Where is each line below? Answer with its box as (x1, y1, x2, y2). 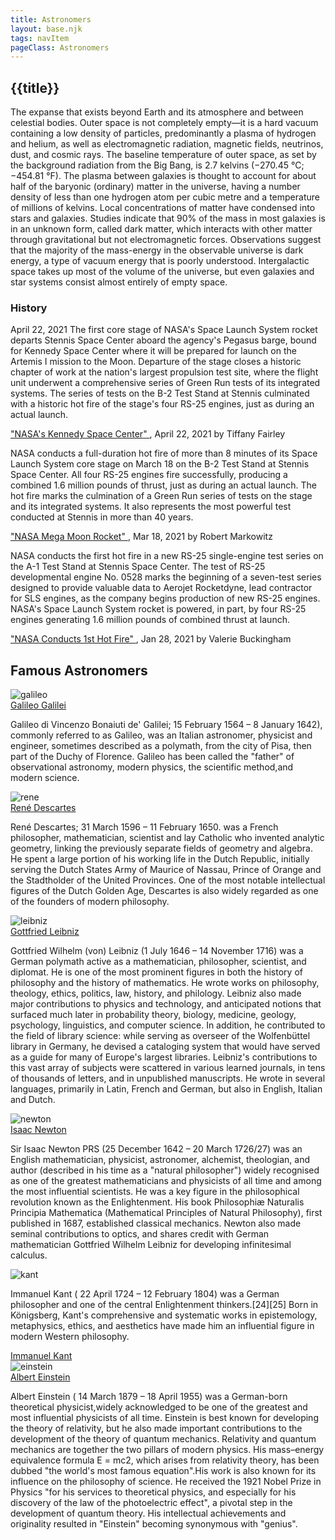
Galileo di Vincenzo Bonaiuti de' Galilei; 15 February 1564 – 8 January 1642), (10, 719, 323, 731)
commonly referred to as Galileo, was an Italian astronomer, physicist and (10, 729, 313, 741)
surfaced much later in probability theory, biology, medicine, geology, (10, 1009, 297, 1021)
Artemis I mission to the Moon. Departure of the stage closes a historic (10, 356, 302, 368)
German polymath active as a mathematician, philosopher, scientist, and (10, 956, 307, 968)
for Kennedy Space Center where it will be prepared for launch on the (10, 345, 297, 357)
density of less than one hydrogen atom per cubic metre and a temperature (10, 191, 320, 203)
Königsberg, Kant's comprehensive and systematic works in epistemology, (10, 1309, 318, 1321)
